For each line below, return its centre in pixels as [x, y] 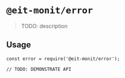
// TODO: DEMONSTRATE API [39, 69]
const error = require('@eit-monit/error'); [63, 59]
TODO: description [44, 26]
